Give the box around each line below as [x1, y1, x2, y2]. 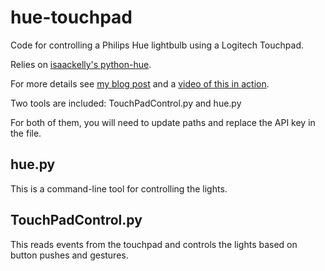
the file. [10, 127, 42, 139]
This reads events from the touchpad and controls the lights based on [10, 238, 298, 250]
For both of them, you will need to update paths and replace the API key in [10, 116, 316, 128]
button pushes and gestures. [10, 249, 129, 261]
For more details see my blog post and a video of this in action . [10, 77, 270, 90]
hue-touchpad [10, 6, 133, 29]
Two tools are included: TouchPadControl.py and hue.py [10, 97, 242, 109]
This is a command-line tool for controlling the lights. [10, 182, 228, 195]
